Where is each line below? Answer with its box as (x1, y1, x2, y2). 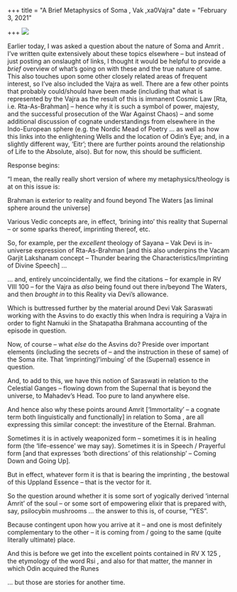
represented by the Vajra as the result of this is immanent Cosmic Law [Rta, (7, 95, 228, 103)
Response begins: (7, 161, 60, 169)
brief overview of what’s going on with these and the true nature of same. (7, 65, 222, 73)
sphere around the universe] (7, 203, 91, 212)
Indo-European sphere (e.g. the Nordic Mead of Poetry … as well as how (7, 125, 220, 133)
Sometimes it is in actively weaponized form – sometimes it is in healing (7, 434, 216, 442)
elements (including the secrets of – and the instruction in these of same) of (7, 347, 229, 356)
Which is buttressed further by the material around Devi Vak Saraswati (7, 304, 213, 312)
